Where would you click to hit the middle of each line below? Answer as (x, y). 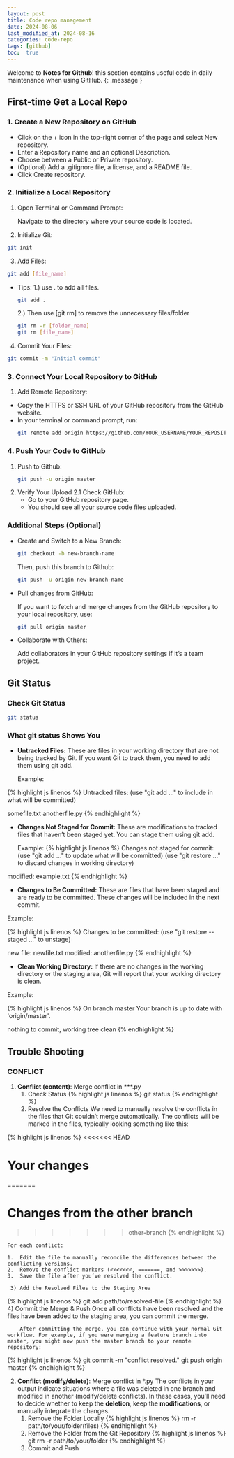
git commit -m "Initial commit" (54, 359)
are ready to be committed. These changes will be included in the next (118, 898)
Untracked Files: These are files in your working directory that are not (118, 751)
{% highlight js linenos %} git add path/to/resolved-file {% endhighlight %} (115, 1301)
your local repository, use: (55, 614)
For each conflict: (36, 1245)
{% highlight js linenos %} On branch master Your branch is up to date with (115, 1008)
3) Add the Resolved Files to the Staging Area (80, 1288)
